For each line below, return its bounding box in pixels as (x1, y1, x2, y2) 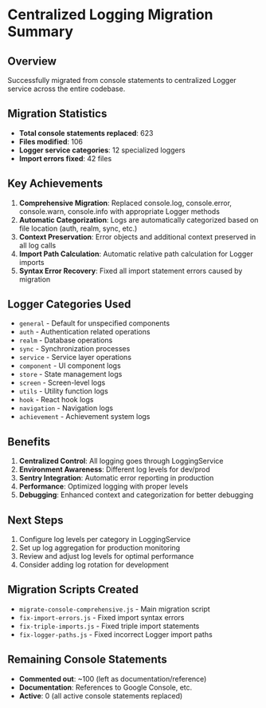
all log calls (18, 240, 57, 250)
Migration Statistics (7, 107, 108, 121)
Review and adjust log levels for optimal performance (18, 552, 194, 561)
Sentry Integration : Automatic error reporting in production (18, 473, 214, 483)
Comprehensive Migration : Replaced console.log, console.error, (18, 198, 233, 208)
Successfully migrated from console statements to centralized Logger (7, 76, 237, 85)
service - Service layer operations (18, 353, 132, 362)
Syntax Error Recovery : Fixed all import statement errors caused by (18, 266, 243, 275)
